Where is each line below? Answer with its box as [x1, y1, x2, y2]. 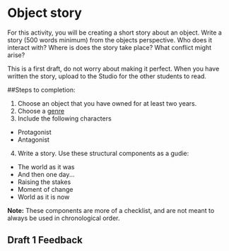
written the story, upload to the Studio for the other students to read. [7, 72, 207, 80]
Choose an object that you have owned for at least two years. [17, 99, 197, 107]
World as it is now [17, 192, 70, 201]
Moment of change [17, 185, 74, 193]
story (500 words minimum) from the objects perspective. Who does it [7, 35, 212, 44]
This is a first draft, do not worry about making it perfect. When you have [7, 64, 220, 73]
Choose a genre [17, 106, 65, 115]
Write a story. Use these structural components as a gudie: [17, 149, 189, 157]
